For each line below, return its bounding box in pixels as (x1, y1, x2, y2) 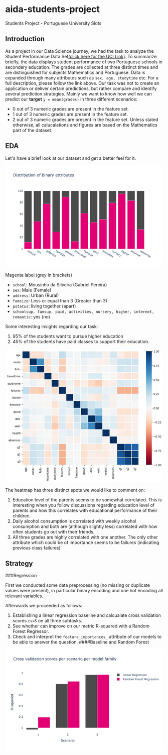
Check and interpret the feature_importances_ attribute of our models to (12, 634, 162, 640)
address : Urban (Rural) (12, 292, 59, 298)
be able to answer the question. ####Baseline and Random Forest (12, 639, 149, 645)
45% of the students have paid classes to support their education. (12, 338, 149, 345)
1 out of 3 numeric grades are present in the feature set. (12, 111, 128, 117)
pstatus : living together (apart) (12, 303, 76, 309)
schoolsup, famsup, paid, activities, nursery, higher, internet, (12, 309, 154, 314)
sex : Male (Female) (12, 287, 52, 293)
